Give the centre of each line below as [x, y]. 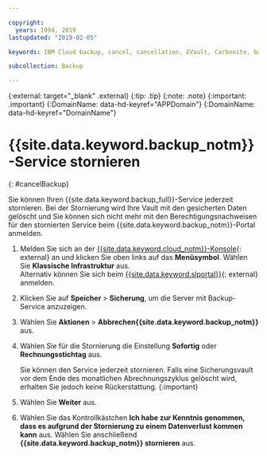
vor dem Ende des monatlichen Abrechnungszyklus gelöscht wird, [128, 379]
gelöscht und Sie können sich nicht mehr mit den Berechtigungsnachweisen [133, 217]
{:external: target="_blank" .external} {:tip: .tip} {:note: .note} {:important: [128, 96]
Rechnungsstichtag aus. [61, 355]
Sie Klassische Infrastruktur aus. [75, 266]
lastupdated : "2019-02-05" [53, 37]
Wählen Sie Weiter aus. [58, 403]
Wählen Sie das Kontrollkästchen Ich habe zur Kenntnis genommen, [132, 418]
